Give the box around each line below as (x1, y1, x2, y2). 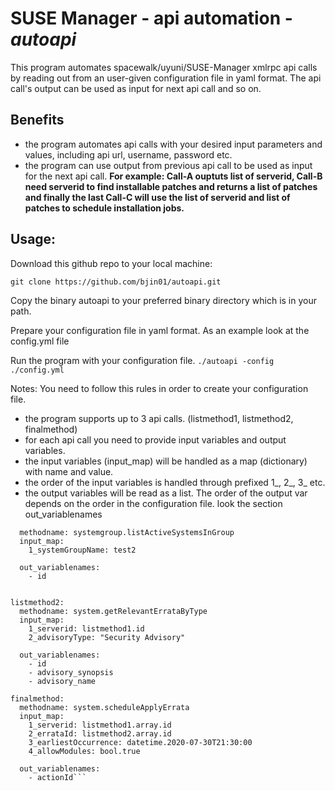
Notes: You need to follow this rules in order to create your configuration (10, 382, 309, 394)
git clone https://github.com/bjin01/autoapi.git (10, 277, 222, 287)
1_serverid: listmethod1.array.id (28, 720, 172, 730)
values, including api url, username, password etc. (24, 148, 233, 161)
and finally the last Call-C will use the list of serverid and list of (24, 191, 291, 203)
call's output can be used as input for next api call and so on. (10, 82, 262, 94)
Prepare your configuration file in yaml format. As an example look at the (10, 324, 310, 336)
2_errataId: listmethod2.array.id (28, 728, 172, 739)
